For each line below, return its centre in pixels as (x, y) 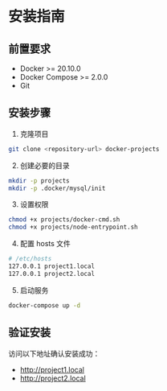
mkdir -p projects (39, 181)
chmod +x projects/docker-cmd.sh (64, 220)
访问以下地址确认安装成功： (54, 353)
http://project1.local (52, 369)
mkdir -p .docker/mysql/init (57, 188)
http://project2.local (53, 378)
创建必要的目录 (45, 165)
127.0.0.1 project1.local (51, 266)
